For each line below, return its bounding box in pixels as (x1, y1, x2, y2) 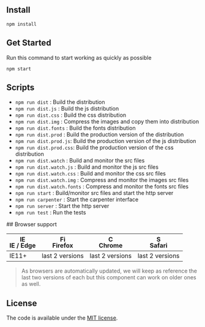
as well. (21, 281, 41, 288)
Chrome (99, 241, 123, 250)
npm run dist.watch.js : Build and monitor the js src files (15, 163, 159, 171)
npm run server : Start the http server (15, 202, 110, 210)
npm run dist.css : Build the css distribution (15, 111, 127, 119)
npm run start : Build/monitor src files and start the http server (15, 189, 174, 197)
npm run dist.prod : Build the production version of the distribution (15, 131, 184, 138)
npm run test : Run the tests (15, 209, 86, 216)
